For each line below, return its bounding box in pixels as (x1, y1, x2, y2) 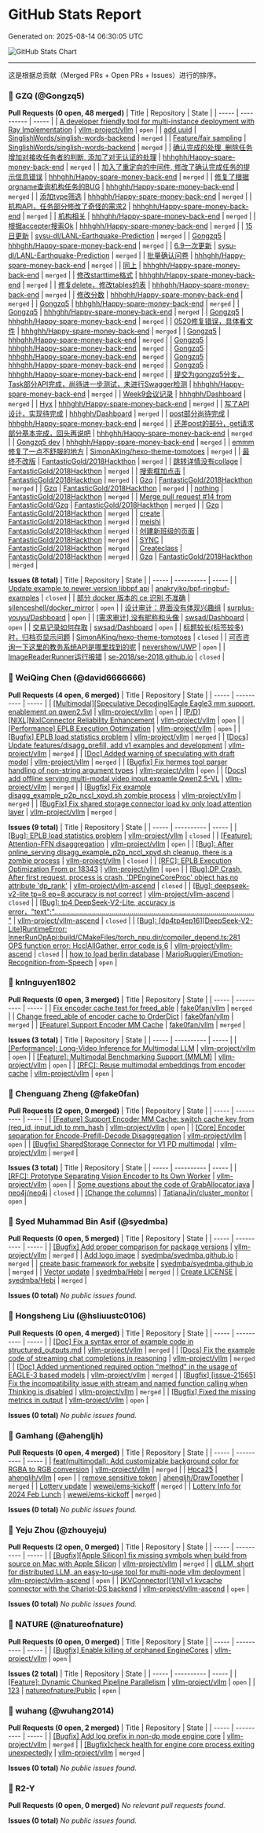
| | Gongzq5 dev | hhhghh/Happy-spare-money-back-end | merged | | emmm (8, 438, 255, 447)
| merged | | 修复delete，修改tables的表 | (22, 281, 151, 290)
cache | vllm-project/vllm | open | (8, 1068, 114, 1078)
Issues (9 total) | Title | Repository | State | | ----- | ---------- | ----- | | (8, 822, 237, 832)
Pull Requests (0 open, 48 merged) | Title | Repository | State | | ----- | (8, 108, 240, 118)
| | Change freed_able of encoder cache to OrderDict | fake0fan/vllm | (8, 1012, 234, 1021)
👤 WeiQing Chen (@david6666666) (8, 672, 146, 683)
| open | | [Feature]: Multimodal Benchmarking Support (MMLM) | (8, 1052, 218, 1061)
